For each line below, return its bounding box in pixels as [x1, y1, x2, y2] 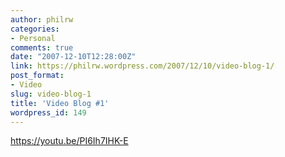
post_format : [10, 71, 65, 81]
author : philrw [10, 14, 74, 25]
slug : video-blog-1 [10, 89, 92, 99]
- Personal [10, 33, 56, 43]
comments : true [10, 42, 74, 53]
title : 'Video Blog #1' [10, 98, 110, 108]
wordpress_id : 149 [10, 107, 87, 118]
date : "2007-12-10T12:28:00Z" [10, 52, 137, 62]
